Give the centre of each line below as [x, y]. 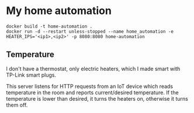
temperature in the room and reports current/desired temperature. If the [93, 93]
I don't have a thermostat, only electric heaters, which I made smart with [93, 69]
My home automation [59, 11]
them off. [17, 105]
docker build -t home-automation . [49, 26]
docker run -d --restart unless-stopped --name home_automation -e [90, 31]
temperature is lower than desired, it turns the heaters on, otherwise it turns [97, 98]
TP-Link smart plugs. [31, 75]
